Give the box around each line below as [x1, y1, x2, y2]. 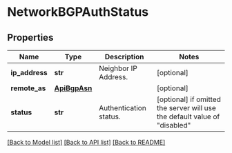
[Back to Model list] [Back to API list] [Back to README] [7, 139, 166, 146]
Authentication [99, 103, 146, 112]
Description [104, 52, 144, 61]
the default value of [156, 112, 220, 121]
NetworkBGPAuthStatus [7, 4, 149, 20]
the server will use [156, 103, 216, 112]
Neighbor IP [99, 63, 138, 73]
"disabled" [156, 121, 191, 130]
